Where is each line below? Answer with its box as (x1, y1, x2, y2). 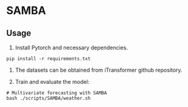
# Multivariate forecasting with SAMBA (6, 90, 107, 96)
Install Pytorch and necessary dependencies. (15, 44, 129, 51)
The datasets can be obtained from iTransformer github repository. (15, 66, 183, 74)
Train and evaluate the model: (15, 78, 90, 85)
